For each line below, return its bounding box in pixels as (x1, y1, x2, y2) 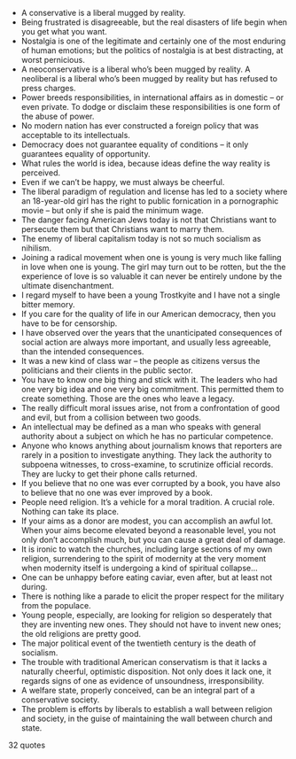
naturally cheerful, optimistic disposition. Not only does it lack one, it (20, 666, 272, 677)
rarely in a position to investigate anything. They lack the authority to (20, 450, 272, 460)
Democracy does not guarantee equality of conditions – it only (20, 139, 249, 150)
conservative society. (20, 694, 100, 705)
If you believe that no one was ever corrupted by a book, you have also (20, 478, 281, 488)
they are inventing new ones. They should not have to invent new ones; (20, 619, 282, 630)
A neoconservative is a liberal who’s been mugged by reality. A (20, 64, 251, 74)
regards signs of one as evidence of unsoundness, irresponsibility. (20, 676, 265, 685)
